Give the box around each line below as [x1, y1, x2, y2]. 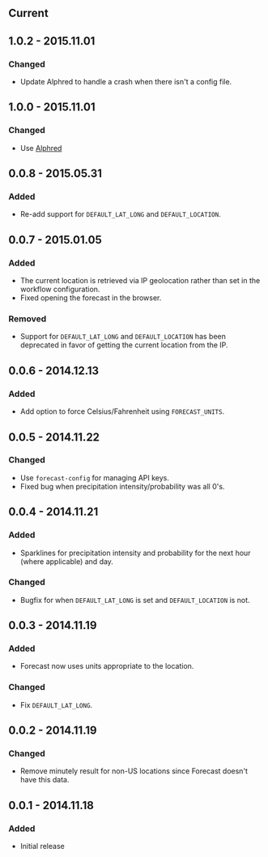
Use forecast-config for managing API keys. [19, 472, 170, 482]
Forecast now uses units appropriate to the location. [19, 661, 194, 671]
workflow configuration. [19, 284, 100, 295]
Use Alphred [19, 143, 62, 153]
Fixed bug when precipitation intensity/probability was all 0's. [19, 481, 225, 491]
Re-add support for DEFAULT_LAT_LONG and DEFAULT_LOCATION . [19, 209, 221, 219]
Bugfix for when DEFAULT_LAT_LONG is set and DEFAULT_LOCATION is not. [19, 595, 250, 605]
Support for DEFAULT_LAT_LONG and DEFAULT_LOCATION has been [19, 332, 227, 342]
